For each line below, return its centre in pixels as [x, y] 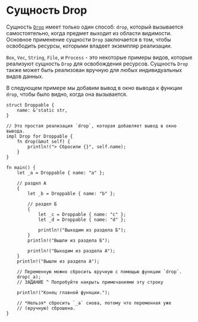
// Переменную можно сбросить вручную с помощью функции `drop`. [100, 271]
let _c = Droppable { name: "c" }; [82, 214]
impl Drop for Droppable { [40, 136]
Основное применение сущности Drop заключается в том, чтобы [89, 39]
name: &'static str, [42, 110]
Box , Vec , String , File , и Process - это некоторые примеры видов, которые [99, 57]
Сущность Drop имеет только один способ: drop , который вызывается [95, 27]
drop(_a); [29, 277]
